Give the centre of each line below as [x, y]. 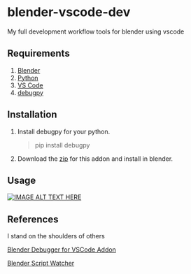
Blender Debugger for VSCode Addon [62, 250]
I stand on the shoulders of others [56, 236]
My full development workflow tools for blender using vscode [96, 31]
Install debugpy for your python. [64, 131]
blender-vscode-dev [69, 12]
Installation [32, 115]
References [33, 219]
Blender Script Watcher [41, 264]
